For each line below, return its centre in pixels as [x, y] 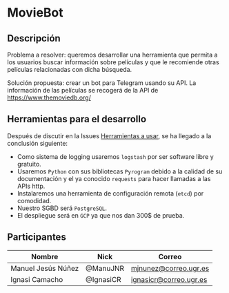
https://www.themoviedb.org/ [49, 97]
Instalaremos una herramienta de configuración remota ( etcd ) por [110, 193]
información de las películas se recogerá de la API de [83, 90]
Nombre [44, 256]
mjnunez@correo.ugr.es [170, 268]
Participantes [37, 237]
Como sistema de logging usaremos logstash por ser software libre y [115, 156]
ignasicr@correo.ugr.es [169, 279]
